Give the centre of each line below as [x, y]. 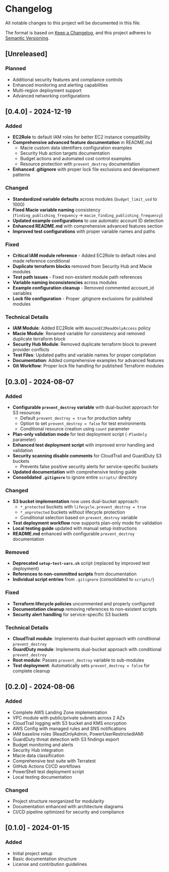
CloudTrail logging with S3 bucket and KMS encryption [70, 723]
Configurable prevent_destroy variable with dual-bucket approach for [86, 407]
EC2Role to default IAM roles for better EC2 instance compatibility [81, 137]
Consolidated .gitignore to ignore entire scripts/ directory [75, 477]
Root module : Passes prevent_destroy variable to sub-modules [78, 660]
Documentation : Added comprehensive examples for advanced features [88, 360]
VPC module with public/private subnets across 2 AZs [69, 717]
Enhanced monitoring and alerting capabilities [60, 85]
